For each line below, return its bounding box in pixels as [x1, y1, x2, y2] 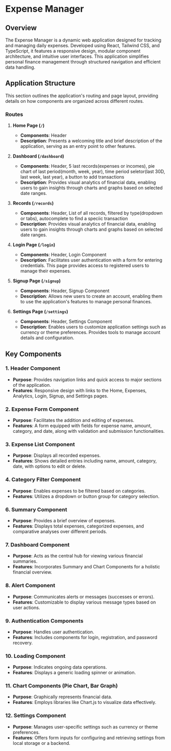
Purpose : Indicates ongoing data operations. [12, 664, 107, 670]
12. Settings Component [5, 712, 66, 719]
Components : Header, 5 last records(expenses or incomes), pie [20, 163, 155, 169]
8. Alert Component [5, 582, 55, 589]
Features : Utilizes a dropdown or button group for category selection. [12, 493, 160, 499]
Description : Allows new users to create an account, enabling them [20, 293, 162, 299]
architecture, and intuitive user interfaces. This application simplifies [5, 53, 149, 59]
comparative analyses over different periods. [12, 528, 107, 535]
